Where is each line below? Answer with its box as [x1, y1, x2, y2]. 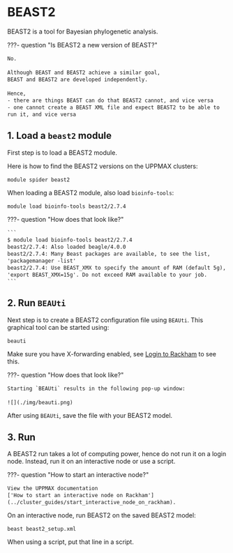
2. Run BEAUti [7, 297, 66, 309]
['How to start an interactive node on [7, 492, 123, 499]
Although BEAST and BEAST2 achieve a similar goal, [7, 69, 160, 76]
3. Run [7, 431, 36, 443]
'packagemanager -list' [7, 257, 77, 264]
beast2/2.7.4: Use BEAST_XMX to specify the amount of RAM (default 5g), [7, 264, 227, 271]
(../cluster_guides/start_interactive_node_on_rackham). [7, 499, 176, 506]
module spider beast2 [7, 176, 70, 183]
